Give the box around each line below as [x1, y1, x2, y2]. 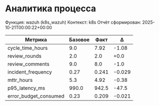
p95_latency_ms [7, 84, 45, 91]
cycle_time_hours [7, 44, 48, 51]
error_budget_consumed [7, 92, 65, 99]
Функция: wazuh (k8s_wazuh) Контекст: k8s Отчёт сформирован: [5, 19, 141, 25]
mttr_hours [7, 76, 33, 83]
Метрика [25, 36, 48, 43]
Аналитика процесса [5, 3, 96, 14]
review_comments [7, 60, 50, 67]
